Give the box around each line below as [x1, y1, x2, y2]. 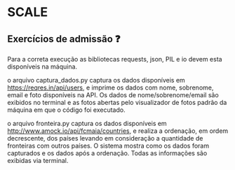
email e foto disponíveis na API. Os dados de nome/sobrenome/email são [7, 91, 219, 99]
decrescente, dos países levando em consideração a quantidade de [7, 134, 203, 142]
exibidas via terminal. [7, 157, 69, 164]
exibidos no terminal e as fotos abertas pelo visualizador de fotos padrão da [7, 99, 227, 106]
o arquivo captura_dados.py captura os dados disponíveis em [7, 76, 186, 84]
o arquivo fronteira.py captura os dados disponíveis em [7, 120, 167, 127]
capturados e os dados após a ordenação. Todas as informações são [7, 149, 208, 157]
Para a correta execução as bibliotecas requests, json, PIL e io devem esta [7, 55, 222, 63]
